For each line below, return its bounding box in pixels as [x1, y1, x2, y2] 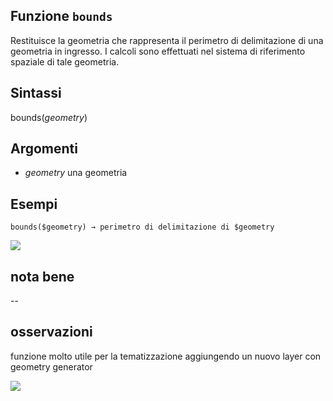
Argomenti [10, 140, 78, 158]
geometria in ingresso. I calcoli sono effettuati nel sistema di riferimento [10, 45, 306, 57]
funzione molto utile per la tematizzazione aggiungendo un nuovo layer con [10, 350, 322, 362]
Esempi [10, 195, 58, 213]
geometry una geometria [24, 167, 128, 179]
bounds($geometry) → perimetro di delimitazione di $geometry [10, 222, 275, 233]
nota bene [10, 268, 75, 285]
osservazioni [10, 324, 93, 341]
